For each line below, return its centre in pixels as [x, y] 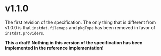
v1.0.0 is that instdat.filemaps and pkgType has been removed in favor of [80, 27]
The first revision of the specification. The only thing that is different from [81, 22]
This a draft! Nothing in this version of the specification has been [74, 42]
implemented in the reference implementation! [54, 48]
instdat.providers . [25, 33]
